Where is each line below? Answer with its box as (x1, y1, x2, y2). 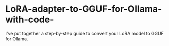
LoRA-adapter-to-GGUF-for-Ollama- (5, 3, 162, 15)
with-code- (5, 14, 54, 25)
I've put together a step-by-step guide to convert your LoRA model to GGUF (5, 30, 164, 36)
